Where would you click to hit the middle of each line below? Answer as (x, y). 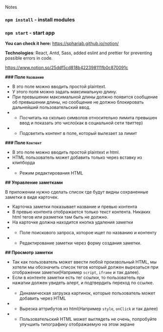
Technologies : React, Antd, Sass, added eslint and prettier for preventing (79, 53)
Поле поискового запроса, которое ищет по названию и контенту (88, 233)
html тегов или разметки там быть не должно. (60, 217)
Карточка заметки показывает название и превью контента (75, 207)
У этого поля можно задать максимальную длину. (64, 92)
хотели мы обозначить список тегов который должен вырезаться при (85, 267)
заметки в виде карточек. (32, 197)
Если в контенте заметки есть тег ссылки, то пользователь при (78, 278)
